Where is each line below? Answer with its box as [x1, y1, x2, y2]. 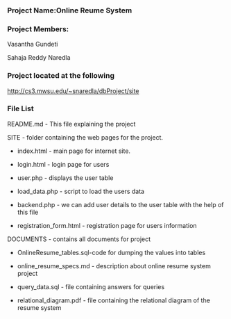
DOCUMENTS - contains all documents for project [7, 235, 151, 243]
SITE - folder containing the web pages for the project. [7, 133, 164, 141]
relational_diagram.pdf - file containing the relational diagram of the [17, 296, 210, 304]
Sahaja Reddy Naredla [7, 54, 71, 62]
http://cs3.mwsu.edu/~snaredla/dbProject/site [7, 86, 139, 95]
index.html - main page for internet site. [17, 147, 130, 155]
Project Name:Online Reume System [7, 6, 132, 15]
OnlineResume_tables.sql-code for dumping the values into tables [17, 248, 206, 256]
